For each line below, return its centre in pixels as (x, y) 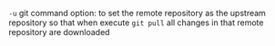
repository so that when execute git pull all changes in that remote (136, 23)
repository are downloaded (59, 32)
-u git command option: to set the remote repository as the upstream (137, 13)
